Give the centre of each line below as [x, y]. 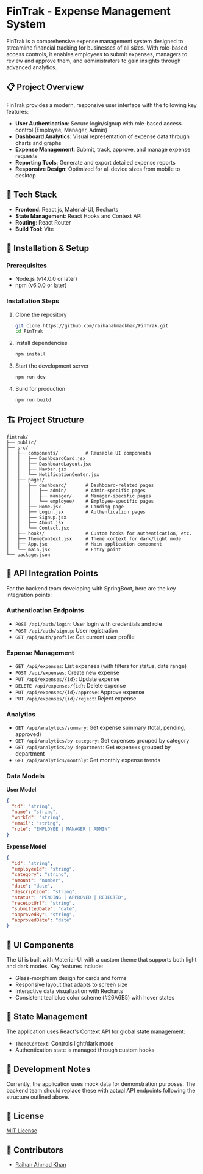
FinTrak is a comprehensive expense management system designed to [95, 41]
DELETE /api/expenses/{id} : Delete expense [70, 686]
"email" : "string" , [37, 823]
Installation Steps [33, 301]
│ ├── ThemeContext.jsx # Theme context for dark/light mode [94, 539]
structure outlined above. [38, 1097]
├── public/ [21, 442]
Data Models [25, 776]
